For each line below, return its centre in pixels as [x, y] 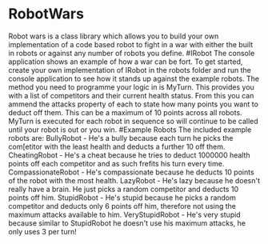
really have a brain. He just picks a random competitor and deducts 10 [123, 189]
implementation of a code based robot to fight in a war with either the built [131, 44]
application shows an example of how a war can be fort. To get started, [126, 62]
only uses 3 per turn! [43, 231]
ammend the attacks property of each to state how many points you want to [133, 104]
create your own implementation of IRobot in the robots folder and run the [130, 70]
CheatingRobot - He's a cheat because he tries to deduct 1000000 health [129, 155]
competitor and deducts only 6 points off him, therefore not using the [122, 206]
